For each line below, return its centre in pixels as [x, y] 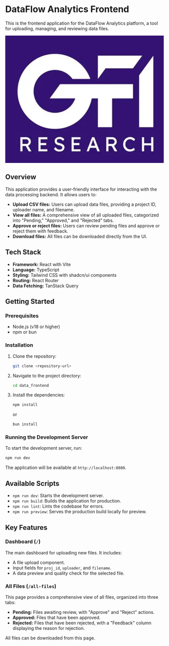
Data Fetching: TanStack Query [46, 286]
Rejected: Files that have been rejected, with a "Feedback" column [82, 623]
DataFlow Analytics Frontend [67, 9]
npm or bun [24, 332]
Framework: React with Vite [42, 264]
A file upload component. [39, 562]
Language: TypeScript [36, 270]
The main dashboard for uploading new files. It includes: [64, 552]
